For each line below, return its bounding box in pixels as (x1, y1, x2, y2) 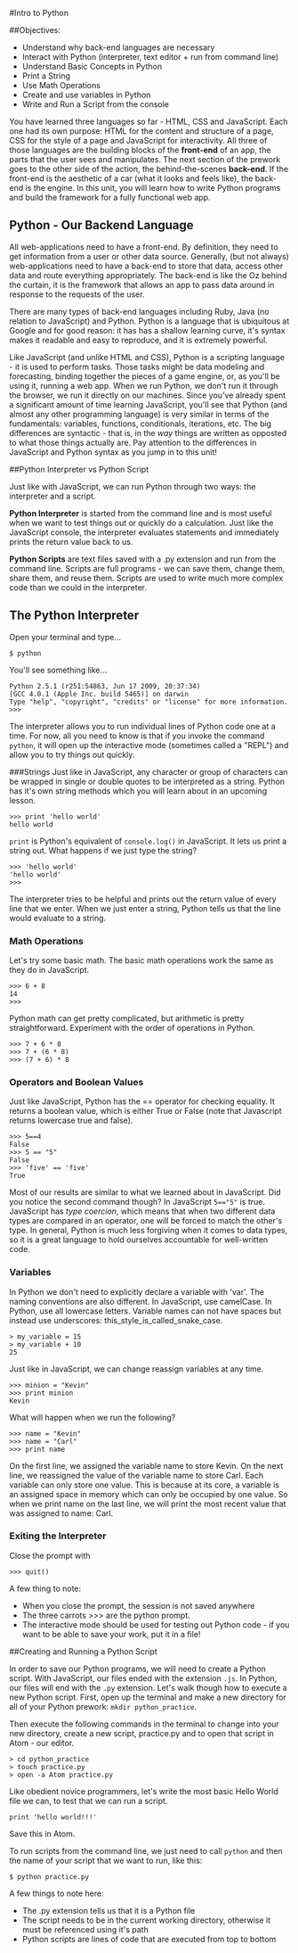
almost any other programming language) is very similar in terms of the (9, 408, 270, 419)
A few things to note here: (9, 1888, 104, 1899)
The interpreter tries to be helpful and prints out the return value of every (9, 894, 278, 904)
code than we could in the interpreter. (9, 581, 147, 592)
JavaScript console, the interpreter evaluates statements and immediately (9, 526, 279, 538)
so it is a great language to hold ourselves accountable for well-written (9, 1234, 269, 1245)
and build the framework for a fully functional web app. (9, 192, 211, 202)
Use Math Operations (21, 80, 101, 90)
